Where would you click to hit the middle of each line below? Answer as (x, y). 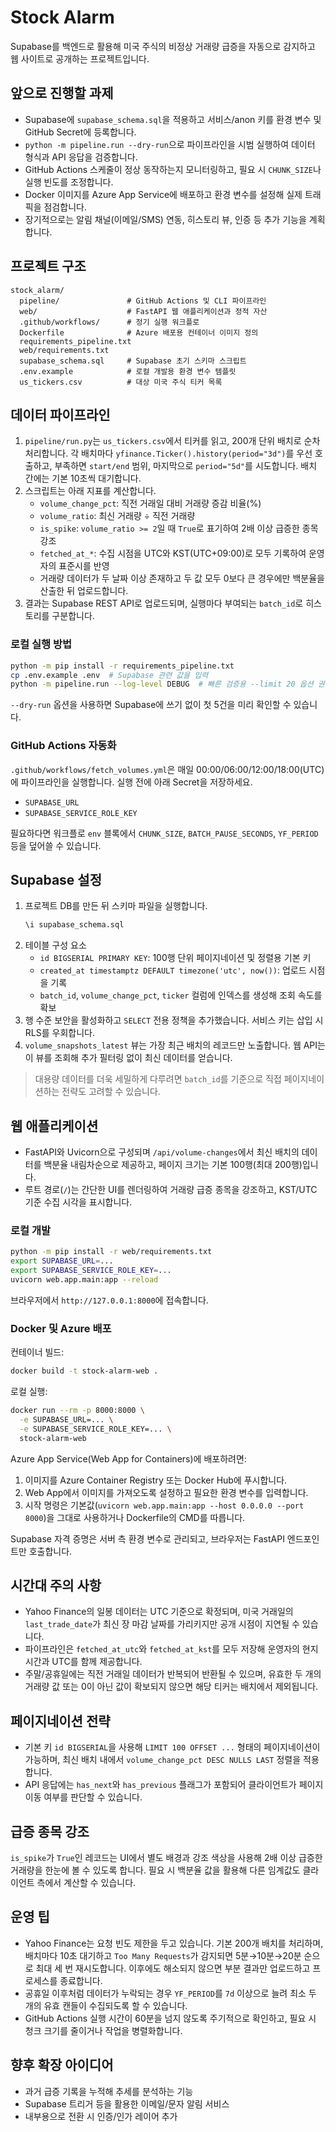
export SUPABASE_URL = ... (62, 1261)
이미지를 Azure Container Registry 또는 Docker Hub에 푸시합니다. (156, 1480)
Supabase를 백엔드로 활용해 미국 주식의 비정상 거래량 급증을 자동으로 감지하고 (163, 46)
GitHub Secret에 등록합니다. (80, 132)
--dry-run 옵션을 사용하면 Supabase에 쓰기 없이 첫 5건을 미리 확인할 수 (151, 705)
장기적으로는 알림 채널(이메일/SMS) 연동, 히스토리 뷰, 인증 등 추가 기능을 (165, 219)
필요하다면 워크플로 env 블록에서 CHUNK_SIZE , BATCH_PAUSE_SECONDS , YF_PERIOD (164, 833)
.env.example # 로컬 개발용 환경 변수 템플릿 (128, 371)
